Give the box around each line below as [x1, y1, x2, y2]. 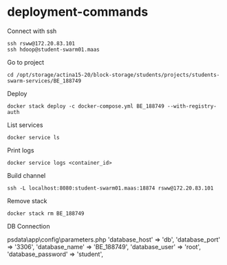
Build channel [7, 171, 46, 179]
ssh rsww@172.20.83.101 [7, 40, 76, 47]
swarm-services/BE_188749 [7, 77, 81, 84]
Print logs [7, 146, 34, 154]
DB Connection [7, 222, 50, 230]
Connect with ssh [7, 27, 57, 35]
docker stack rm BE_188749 [7, 210, 85, 217]
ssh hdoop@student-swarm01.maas [7, 46, 100, 53]
